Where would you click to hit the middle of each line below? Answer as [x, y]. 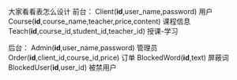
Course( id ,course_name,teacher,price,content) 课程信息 [100, 21]
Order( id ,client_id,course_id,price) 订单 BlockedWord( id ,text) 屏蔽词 [118, 58]
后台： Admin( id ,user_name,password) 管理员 [83, 48]
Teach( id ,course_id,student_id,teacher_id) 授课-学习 [93, 31]
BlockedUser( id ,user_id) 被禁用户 [62, 67]
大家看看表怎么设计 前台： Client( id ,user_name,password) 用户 [111, 11]
